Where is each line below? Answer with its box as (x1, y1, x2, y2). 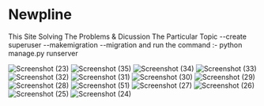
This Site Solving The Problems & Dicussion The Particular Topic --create (8, 32, 247, 41)
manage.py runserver (8, 48, 79, 58)
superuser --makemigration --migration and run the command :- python (8, 40, 243, 49)
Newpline (8, 6, 73, 24)
